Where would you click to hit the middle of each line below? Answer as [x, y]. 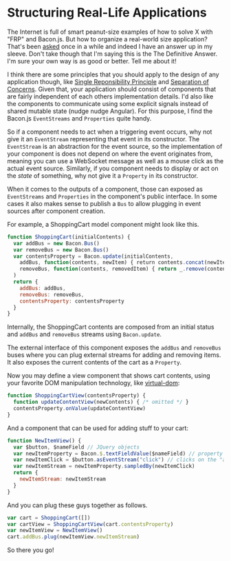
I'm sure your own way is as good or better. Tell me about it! [92, 61]
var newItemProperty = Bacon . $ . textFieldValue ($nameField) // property [118, 453]
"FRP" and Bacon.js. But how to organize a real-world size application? [107, 39]
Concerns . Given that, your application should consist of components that [112, 89]
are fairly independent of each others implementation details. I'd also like [110, 96]
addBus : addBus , [43, 288]
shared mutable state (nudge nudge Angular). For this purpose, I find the [110, 111]
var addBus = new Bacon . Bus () [56, 243]
